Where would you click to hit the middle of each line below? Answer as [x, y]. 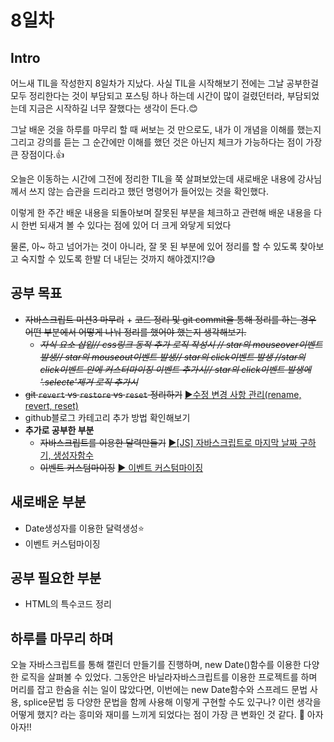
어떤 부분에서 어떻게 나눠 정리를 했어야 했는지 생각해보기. [135, 332]
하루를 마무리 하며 [62, 638]
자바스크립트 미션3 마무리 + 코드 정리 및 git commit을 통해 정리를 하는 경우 [170, 319]
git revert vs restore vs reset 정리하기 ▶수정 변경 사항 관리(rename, [163, 394]
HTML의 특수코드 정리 [68, 604]
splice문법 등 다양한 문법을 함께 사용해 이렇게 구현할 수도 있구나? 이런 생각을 [172, 702]
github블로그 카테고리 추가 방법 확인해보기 [107, 417]
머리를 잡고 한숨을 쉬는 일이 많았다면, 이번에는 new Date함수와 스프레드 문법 [159, 690]
